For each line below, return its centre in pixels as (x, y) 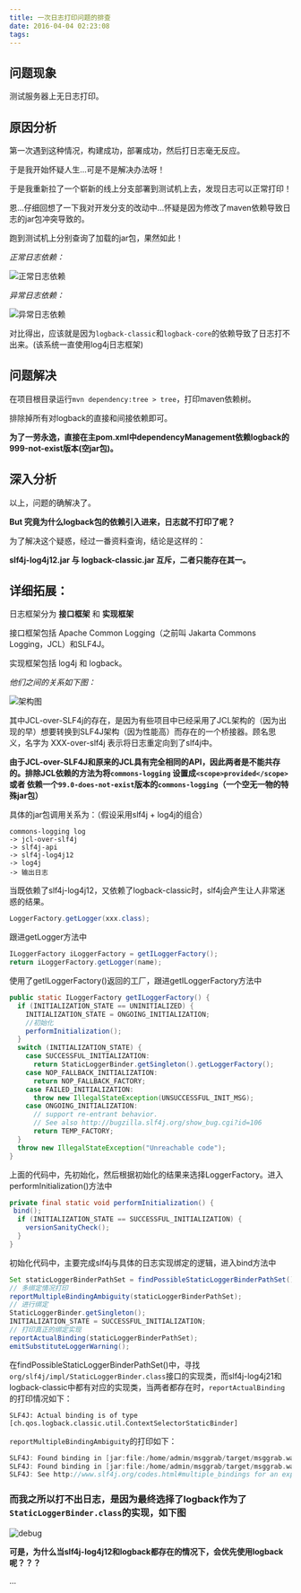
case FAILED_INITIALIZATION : (80, 1090)
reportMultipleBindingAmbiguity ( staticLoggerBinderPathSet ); (126, 1296)
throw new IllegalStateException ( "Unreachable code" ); (122, 1148)
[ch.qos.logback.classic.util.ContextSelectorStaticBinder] (124, 1423)
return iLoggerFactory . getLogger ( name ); (86, 963)
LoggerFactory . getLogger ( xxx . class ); (80, 919)
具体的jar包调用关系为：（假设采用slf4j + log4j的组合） (108, 815)
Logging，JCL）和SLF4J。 (60, 644)
